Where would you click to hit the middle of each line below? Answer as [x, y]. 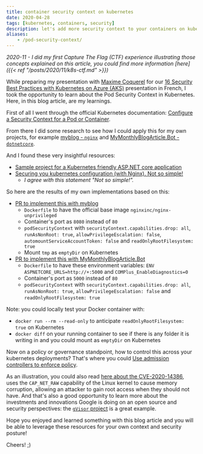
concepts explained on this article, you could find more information [90, 63]
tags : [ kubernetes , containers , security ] [60, 23]
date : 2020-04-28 [28, 18]
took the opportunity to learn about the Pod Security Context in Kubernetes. [101, 95]
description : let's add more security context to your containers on [96, 29]
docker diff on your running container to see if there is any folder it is [102, 334]
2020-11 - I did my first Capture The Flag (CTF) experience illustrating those [101, 57]
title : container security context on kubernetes [70, 12]
